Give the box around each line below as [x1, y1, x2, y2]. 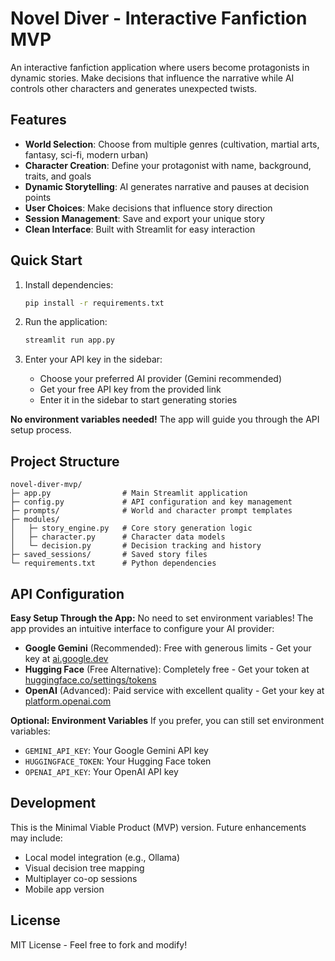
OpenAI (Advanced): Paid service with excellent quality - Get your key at [24, 684, 325, 696]
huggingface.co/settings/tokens [24, 673, 157, 686]
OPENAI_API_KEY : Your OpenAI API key [24, 765, 179, 777]
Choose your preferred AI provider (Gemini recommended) [39, 373, 282, 385]
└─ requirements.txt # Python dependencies [10, 558, 217, 569]
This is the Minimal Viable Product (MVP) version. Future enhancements [10, 821, 307, 833]
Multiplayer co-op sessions [24, 872, 138, 884]
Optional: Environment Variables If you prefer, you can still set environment [10, 714, 325, 726]
